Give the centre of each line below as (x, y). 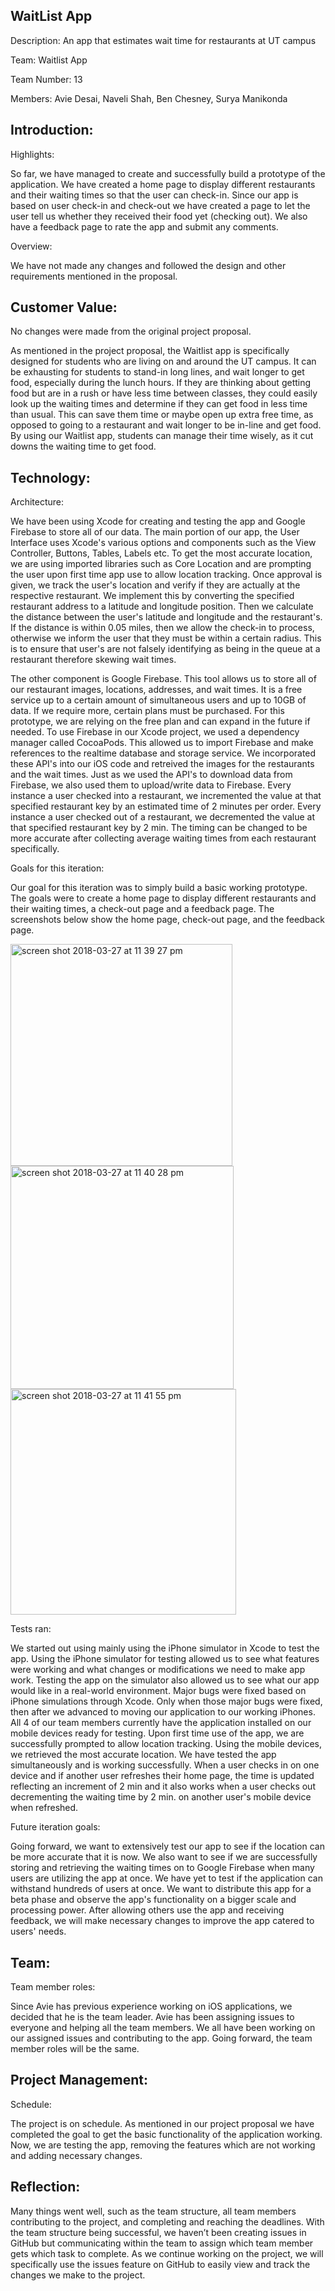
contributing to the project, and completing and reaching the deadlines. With (167, 2221)
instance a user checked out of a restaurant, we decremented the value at (162, 817)
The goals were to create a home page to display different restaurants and (163, 898)
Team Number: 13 (46, 79)
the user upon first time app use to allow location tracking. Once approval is (166, 575)
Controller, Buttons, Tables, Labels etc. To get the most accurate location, (161, 553)
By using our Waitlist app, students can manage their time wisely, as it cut (162, 436)
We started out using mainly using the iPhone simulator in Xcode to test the (165, 1648)
